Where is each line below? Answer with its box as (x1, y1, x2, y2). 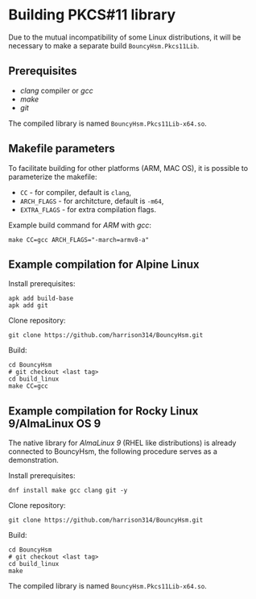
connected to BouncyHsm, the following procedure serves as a (8, 447, 217, 456)
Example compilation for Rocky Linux (8, 404, 199, 418)
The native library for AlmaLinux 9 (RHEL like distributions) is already (8, 438, 237, 448)
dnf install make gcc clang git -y (8, 486, 128, 495)
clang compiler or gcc (19, 85, 94, 95)
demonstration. (8, 455, 59, 465)
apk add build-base (8, 294, 74, 303)
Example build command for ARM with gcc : (8, 220, 151, 230)
